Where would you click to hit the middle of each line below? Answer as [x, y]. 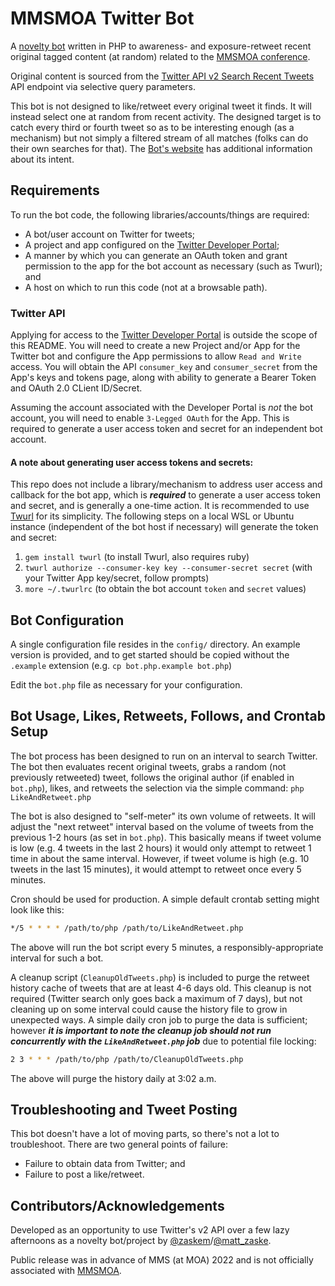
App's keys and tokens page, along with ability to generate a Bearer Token [163, 378]
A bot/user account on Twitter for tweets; [110, 234]
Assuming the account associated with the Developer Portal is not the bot [161, 408]
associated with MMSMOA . [66, 1271]
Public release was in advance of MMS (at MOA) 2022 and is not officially [162, 1260]
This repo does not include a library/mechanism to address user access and [166, 484]
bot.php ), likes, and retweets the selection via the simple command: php [157, 788]
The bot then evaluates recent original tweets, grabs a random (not [148, 766]
